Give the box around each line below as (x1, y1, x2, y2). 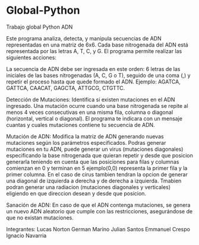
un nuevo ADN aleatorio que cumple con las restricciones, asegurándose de (6, 207, 193, 215)
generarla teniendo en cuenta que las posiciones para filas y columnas (6, 158, 179, 165)
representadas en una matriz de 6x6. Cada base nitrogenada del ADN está (6, 41, 188, 48)
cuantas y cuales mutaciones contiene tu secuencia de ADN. (6, 121, 156, 128)
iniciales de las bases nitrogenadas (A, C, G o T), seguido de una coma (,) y (6, 72, 191, 79)
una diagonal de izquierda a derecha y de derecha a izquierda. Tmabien (6, 177, 182, 184)
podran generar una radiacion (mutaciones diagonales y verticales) (6, 183, 171, 191)
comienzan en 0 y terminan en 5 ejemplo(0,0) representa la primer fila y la (6, 165, 188, 172)
